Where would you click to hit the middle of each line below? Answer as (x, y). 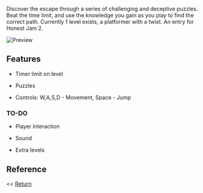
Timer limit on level (39, 74)
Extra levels (30, 150)
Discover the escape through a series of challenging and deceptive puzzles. (102, 9)
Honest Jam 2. (25, 28)
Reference (27, 169)
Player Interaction (37, 127)
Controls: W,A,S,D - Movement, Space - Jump (73, 97)
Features (24, 59)
